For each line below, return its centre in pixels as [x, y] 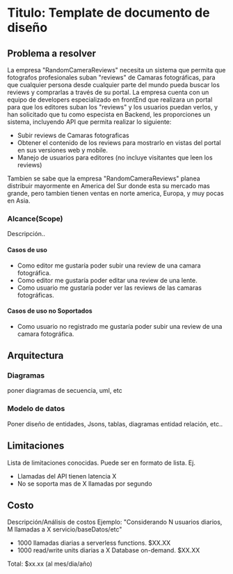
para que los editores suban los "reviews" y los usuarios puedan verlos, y [112, 107]
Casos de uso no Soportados [50, 311]
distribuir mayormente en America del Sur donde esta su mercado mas [109, 186]
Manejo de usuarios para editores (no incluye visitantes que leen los [115, 157]
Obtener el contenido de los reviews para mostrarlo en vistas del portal [119, 143]
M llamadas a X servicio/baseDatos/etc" [65, 529]
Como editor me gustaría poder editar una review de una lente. [107, 280]
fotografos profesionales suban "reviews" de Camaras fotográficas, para [111, 77]
